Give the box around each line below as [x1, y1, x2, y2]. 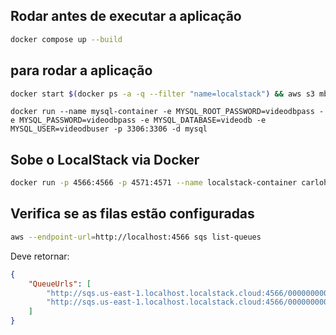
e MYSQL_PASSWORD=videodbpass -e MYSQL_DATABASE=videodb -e [10, 115, 267, 126]
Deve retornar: [10, 250, 70, 262]
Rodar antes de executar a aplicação [10, 8, 242, 25]
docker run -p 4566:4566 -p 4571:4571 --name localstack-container [10, 178, 298, 188]
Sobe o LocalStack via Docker [10, 151, 200, 168]
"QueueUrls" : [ [28, 279, 92, 289]
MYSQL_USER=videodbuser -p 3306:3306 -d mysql [10, 124, 208, 134]
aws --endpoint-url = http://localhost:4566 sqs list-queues [10, 232, 262, 242]
